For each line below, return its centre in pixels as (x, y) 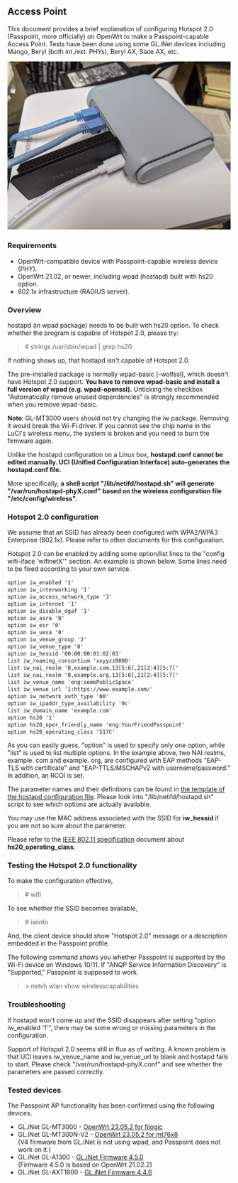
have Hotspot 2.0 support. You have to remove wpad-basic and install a (114, 381)
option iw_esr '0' (34, 626)
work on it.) (34, 1150)
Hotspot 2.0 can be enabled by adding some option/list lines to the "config (116, 554)
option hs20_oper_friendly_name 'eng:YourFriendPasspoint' (96, 725)
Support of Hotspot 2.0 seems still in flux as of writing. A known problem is (117, 1049)
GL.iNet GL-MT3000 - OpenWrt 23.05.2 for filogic (90, 1127)
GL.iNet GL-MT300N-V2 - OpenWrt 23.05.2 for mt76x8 (98, 1135)
